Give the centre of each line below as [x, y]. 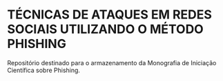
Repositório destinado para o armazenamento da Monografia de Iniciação [112, 62]
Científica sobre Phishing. [44, 70]
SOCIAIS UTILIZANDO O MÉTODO [105, 29]
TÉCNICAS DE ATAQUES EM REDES [110, 15]
